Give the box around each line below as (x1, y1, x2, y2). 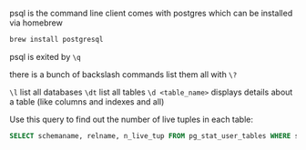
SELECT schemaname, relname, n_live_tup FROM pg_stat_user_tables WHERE (9, 131, 291, 140)
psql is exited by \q (9, 51, 82, 62)
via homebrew (9, 17, 64, 28)
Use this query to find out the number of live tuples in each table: (9, 114, 253, 125)
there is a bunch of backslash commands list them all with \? (9, 68, 238, 80)
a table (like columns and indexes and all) (9, 95, 165, 107)
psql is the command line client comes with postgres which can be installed (9, 8, 293, 18)
